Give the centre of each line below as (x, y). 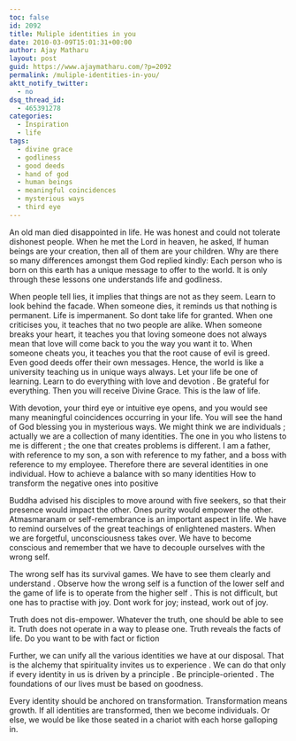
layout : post (33, 58)
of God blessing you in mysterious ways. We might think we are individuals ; (148, 426)
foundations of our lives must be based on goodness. (106, 683)
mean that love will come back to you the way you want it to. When (131, 343)
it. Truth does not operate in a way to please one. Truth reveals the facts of (145, 628)
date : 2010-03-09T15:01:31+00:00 (71, 42)
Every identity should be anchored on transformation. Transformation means (148, 700)
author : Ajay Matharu (49, 51)
